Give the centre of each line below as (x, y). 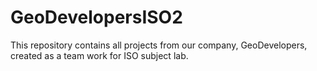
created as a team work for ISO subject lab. (99, 55)
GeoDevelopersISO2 (96, 17)
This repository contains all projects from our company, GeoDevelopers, (159, 45)
